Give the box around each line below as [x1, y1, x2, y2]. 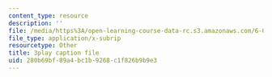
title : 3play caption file [8, 49, 100, 57]
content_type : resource [8, 11, 89, 20]
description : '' [8, 19, 63, 27]
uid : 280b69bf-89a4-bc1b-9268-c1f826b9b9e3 [8, 57, 158, 65]
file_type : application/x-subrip [8, 34, 121, 43]
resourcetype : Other [8, 42, 79, 50]
